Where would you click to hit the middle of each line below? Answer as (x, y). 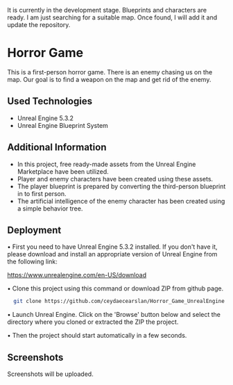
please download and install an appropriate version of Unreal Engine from (112, 254)
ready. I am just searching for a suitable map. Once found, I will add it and (112, 17)
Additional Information (57, 148)
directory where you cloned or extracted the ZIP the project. (93, 322)
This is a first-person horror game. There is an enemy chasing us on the (110, 72)
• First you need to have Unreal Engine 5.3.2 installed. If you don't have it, (112, 247)
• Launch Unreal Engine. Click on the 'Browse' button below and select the (114, 315)
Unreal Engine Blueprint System (63, 125)
